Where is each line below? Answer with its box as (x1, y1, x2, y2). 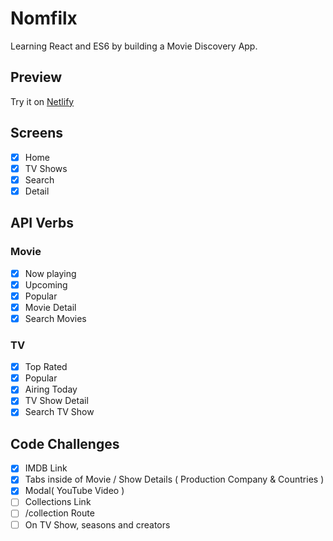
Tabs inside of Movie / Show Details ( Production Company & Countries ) (24, 473, 325, 486)
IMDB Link (24, 462, 68, 474)
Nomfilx (10, 7, 78, 30)
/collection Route (24, 507, 95, 519)
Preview (10, 69, 63, 86)
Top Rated (24, 361, 68, 373)
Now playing (24, 267, 77, 279)
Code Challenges (10, 435, 120, 452)
